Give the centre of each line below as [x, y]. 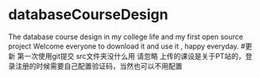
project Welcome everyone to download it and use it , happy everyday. [124, 46]
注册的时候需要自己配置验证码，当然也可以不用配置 [99, 66]
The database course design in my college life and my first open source [126, 37]
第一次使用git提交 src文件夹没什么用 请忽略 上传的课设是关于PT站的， [131, 56]
